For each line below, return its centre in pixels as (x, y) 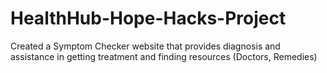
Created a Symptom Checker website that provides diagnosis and (145, 46)
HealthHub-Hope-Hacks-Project (148, 18)
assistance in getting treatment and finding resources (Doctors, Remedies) (164, 56)
